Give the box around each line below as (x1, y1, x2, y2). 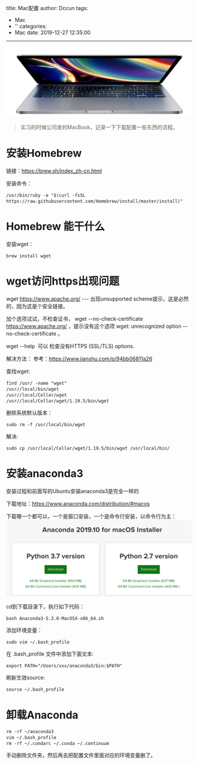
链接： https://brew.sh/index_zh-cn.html (6, 167, 102, 174)
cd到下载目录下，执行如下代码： (6, 603, 85, 610)
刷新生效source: (6, 674, 45, 681)
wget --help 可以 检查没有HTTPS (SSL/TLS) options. (6, 342, 134, 350)
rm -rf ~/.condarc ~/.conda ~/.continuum (6, 741, 110, 747)
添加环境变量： (6, 627, 42, 634)
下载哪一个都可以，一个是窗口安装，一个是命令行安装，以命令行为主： (6, 512, 177, 520)
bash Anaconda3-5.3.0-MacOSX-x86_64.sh (6, 615, 104, 622)
